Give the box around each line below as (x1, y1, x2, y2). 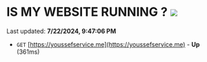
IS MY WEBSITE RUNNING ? (6, 4, 168, 20)
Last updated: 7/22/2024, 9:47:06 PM (6, 27, 117, 35)
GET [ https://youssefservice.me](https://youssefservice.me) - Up (16, 40, 200, 48)
